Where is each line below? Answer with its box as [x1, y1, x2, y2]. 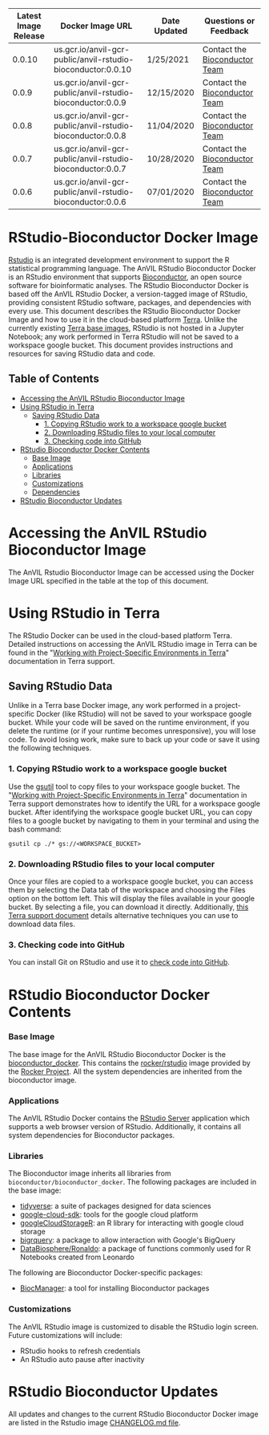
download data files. [8, 919, 76, 929]
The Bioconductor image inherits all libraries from [8, 1169, 172, 1178]
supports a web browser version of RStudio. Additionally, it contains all [8, 1122, 242, 1132]
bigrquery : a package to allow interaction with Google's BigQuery [19, 1235, 236, 1245]
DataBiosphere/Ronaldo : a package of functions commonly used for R [19, 1244, 251, 1254]
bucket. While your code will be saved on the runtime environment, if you [8, 717, 250, 727]
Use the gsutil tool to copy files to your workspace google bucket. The [8, 782, 240, 791]
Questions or [203, 15, 255, 26]
